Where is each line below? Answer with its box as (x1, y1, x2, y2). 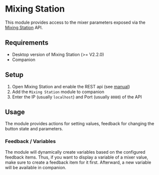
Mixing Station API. (5, 24, 43, 30)
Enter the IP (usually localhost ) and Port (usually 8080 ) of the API (12, 94, 142, 100)
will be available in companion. (5, 164, 66, 170)
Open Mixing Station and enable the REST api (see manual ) (12, 83, 130, 89)
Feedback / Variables (5, 138, 56, 145)
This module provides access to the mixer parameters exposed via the (5, 19, 145, 25)
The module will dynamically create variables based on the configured (5, 149, 145, 155)
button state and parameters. (5, 126, 63, 132)
